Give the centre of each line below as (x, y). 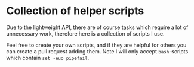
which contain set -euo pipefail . (48, 58)
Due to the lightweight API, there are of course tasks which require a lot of (97, 27)
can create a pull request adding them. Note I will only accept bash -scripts (97, 51)
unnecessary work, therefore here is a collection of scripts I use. (85, 33)
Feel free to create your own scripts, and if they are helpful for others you (96, 45)
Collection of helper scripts (75, 11)
